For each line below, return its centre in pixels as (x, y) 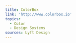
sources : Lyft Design (28, 33)
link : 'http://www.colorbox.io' (38, 14)
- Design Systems (28, 28)
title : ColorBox (22, 10)
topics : (13, 19)
